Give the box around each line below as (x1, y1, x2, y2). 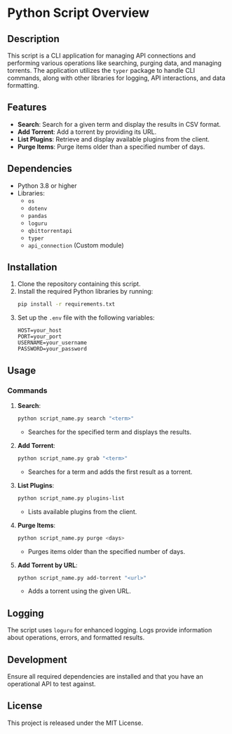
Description (7, 33, 60, 45)
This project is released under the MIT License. (7, 719, 144, 727)
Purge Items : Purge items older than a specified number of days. (17, 142, 205, 151)
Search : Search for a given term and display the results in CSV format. (17, 120, 221, 128)
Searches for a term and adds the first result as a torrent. (27, 468, 193, 476)
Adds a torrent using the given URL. (27, 587, 131, 595)
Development (7, 653, 68, 665)
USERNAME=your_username (17, 339, 88, 346)
